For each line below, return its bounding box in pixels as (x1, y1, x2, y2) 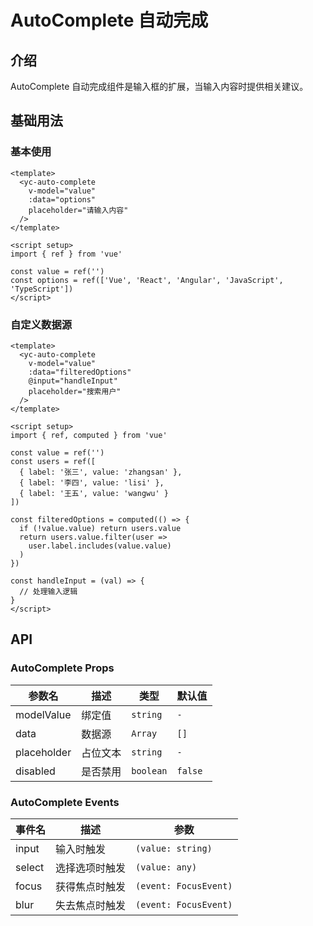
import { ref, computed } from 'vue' (10, 430, 168, 440)
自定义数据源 (10, 317, 73, 331)
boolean (131, 765, 168, 776)
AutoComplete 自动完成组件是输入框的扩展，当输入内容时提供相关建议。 (10, 81, 309, 92)
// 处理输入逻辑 (19, 586, 78, 596)
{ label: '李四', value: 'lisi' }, (19, 477, 165, 488)
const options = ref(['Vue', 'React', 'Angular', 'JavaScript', (10, 275, 284, 285)
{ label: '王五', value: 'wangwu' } (19, 488, 169, 498)
